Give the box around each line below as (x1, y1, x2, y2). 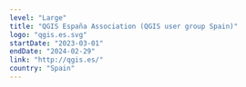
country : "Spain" (9, 64, 76, 73)
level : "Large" (9, 13, 67, 23)
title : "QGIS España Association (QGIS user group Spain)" (9, 22, 239, 31)
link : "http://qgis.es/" (9, 55, 104, 64)
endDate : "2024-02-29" (9, 47, 96, 56)
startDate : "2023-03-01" (9, 38, 104, 48)
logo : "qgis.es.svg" (9, 30, 88, 39)
